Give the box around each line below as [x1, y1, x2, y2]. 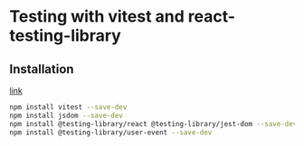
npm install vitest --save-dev [9, 103, 128, 112]
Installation [9, 61, 74, 77]
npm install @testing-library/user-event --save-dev [9, 128, 213, 137]
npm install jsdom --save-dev [9, 111, 124, 120]
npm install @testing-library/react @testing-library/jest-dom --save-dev [9, 119, 298, 128]
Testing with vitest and [9, 6, 185, 27]
